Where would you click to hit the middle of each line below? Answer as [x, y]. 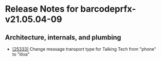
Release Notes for [42, 9]
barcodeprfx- [108, 9]
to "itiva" [21, 54]
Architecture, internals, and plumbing [63, 37]
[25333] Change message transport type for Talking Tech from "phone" [84, 49]
